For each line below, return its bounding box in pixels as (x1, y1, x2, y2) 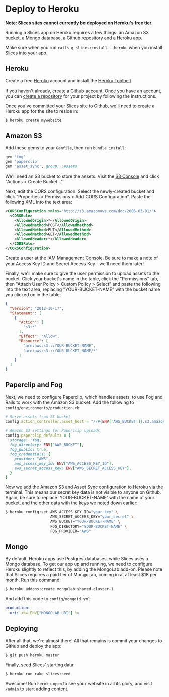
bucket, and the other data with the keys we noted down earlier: (5, 500, 138, 506)
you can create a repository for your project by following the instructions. (5, 93, 157, 99)
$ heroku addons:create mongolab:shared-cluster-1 (5, 587, 114, 592)
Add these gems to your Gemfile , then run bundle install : (5, 145, 126, 151)
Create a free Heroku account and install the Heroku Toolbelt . (5, 77, 133, 83)
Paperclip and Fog (5, 381, 63, 389)
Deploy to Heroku (5, 3, 79, 15)
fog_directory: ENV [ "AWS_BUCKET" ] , (10, 442, 84, 448)
